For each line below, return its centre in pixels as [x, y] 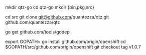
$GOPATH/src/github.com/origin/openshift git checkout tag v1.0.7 [73, 47]
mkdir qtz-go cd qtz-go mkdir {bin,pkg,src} [50, 7]
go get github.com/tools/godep [37, 32]
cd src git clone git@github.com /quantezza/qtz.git [57, 17]
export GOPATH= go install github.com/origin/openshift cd [65, 41]
